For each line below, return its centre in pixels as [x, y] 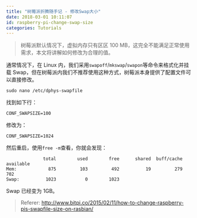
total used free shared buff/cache [113, 159]
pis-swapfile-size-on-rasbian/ [57, 209]
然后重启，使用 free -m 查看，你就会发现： [57, 148]
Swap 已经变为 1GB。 [32, 191]
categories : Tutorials [34, 28]
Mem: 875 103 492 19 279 [94, 169]
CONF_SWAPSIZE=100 [29, 114]
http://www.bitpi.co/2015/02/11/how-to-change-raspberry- [113, 203]
